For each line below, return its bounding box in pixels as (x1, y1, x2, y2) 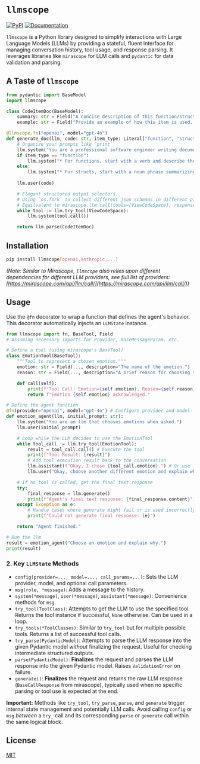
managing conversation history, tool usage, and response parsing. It (6, 46, 173, 53)
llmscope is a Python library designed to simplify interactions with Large (6, 33, 182, 40)
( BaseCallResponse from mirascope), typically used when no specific (14, 681, 183, 688)
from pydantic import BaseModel (6, 91, 86, 98)
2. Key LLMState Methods (6, 560, 79, 568)
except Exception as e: (17, 502, 76, 508)
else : (17, 163, 31, 170)
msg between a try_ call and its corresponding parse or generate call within (6, 711, 189, 719)
